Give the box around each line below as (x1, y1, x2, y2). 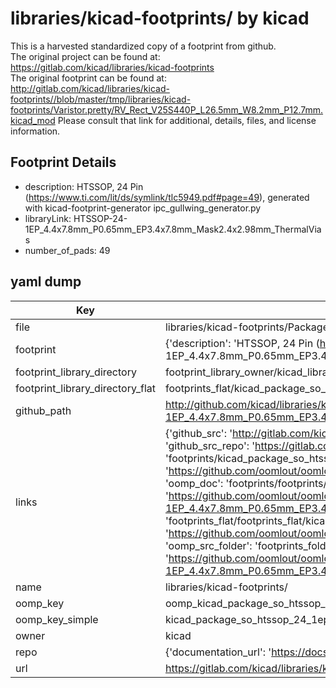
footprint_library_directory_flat (15, 381, 156, 395)
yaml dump (10, 273, 82, 291)
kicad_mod (10, 114, 56, 126)
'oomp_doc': (164, 476, 224, 490)
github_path (15, 403, 72, 417)
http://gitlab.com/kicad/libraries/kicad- (10, 82, 170, 94)
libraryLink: (24, 212, 72, 224)
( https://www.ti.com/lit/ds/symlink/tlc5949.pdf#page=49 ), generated (24, 191, 310, 203)
